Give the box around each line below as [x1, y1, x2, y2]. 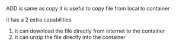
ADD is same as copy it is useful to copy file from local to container [6, 5, 170, 12]
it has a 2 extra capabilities [6, 16, 72, 23]
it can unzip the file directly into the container [14, 34, 126, 40]
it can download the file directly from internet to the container [14, 27, 165, 34]
